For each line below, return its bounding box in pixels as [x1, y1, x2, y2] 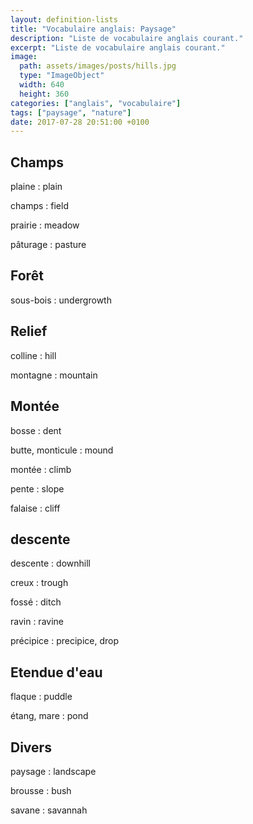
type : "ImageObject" [19, 71, 105, 81]
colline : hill [10, 349, 57, 361]
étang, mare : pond [10, 710, 89, 722]
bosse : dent [10, 424, 62, 436]
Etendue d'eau [10, 664, 103, 681]
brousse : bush [10, 784, 72, 796]
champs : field [10, 200, 69, 212]
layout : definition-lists [10, 14, 118, 25]
